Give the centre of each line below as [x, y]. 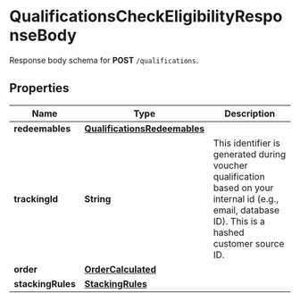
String [98, 198]
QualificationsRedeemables [145, 129]
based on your [243, 188]
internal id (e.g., [246, 198]
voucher [230, 165]
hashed [229, 232]
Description [250, 113]
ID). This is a [239, 221]
